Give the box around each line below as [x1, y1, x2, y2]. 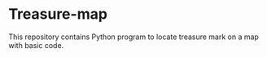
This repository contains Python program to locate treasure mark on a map [8, 32, 259, 42]
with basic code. [8, 40, 64, 50]
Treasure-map [8, 5, 108, 24]
